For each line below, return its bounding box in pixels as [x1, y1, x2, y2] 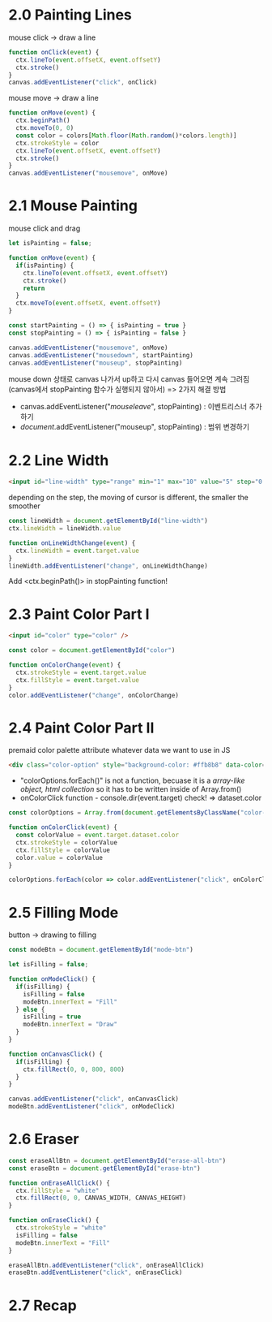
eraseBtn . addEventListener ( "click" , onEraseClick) [8, 1268, 183, 1277]
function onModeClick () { [8, 975, 96, 983]
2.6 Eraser [8, 1130, 79, 1148]
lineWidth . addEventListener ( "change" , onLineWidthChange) [8, 562, 208, 570]
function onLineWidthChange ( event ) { [8, 538, 136, 547]
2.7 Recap [8, 1296, 77, 1315]
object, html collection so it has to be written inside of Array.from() [19, 784, 242, 794]
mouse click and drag [8, 223, 81, 233]
